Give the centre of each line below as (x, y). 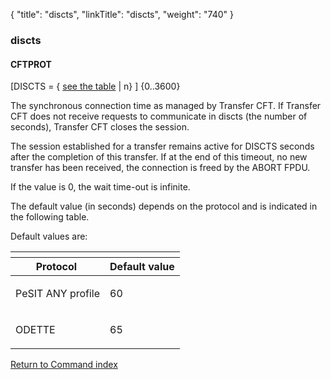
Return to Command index (64, 365)
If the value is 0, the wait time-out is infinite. (100, 187)
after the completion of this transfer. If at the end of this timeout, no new (159, 157)
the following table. (50, 217)
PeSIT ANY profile (58, 294)
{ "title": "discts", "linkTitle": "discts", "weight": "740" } (122, 14)
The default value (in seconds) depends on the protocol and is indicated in (164, 206)
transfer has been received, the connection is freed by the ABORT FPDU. (160, 168)
